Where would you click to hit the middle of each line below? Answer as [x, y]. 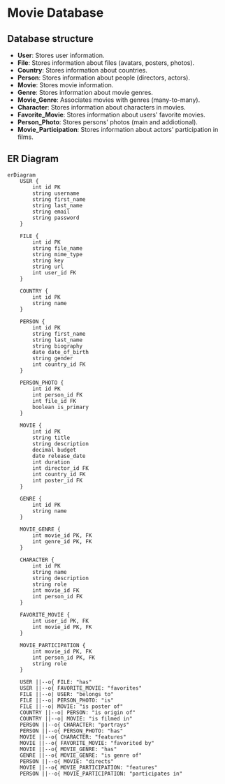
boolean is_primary [61, 407]
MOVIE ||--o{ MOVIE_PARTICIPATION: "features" [89, 767]
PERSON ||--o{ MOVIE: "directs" [67, 761]
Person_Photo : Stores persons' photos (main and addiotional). [107, 122]
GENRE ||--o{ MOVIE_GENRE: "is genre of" [81, 755]
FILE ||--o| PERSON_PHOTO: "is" [67, 700]
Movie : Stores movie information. [65, 85]
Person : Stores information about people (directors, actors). [104, 77]
